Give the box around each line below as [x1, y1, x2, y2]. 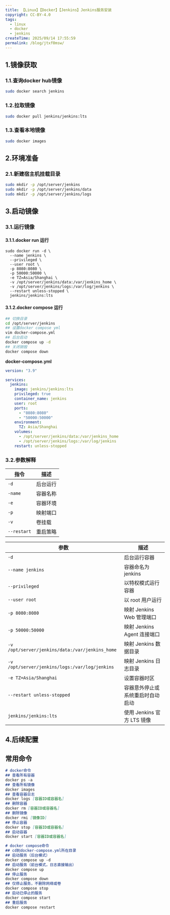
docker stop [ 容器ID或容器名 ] [5, 825, 64, 830]
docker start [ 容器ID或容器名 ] [5, 834, 67, 839]
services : [5, 377, 26, 383]
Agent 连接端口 [123, 630, 160, 638]
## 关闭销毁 [5, 344, 28, 350]
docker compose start [5, 895, 51, 900]
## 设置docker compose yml [5, 326, 61, 331]
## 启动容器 [5, 829, 28, 835]
